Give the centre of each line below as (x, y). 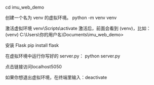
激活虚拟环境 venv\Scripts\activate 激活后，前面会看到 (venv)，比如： (78, 28)
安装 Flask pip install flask (32, 45)
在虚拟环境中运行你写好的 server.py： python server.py (63, 56)
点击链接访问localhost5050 (34, 67)
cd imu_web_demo (25, 7)
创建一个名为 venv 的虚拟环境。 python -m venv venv (61, 18)
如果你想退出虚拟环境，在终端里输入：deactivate (56, 77)
